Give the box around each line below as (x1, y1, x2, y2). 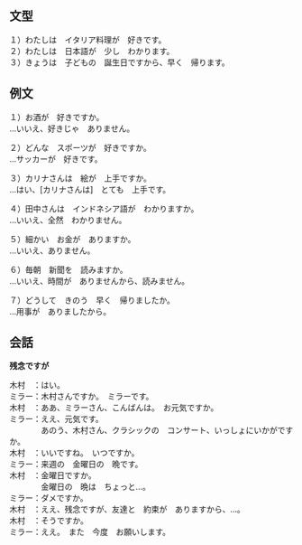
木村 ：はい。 (9, 380, 65, 390)
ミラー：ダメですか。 (9, 493, 88, 503)
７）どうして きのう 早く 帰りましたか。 (9, 295, 176, 305)
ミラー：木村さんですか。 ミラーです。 (9, 391, 154, 402)
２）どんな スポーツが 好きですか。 (9, 142, 151, 153)
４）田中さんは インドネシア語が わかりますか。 (9, 202, 199, 214)
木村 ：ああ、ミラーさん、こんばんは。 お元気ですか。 (9, 402, 219, 413)
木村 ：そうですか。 (9, 515, 88, 526)
